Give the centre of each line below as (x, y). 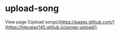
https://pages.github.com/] (88, 22)
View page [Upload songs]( (33, 22)
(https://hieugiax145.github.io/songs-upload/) (51, 27)
